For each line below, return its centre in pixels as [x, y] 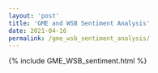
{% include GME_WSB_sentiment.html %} [78, 61]
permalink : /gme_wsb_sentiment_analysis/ [79, 38]
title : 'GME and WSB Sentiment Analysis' [79, 23]
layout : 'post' [34, 16]
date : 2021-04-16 [38, 30]
